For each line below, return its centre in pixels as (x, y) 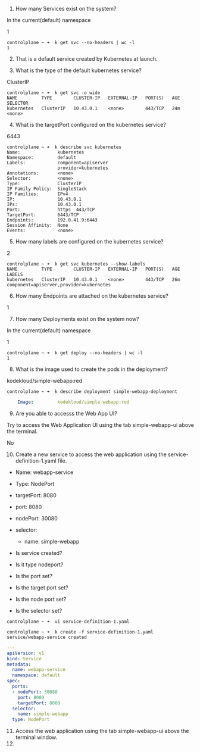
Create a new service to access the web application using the (91, 454)
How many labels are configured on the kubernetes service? (89, 241)
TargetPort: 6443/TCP (43, 215)
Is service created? (39, 553)
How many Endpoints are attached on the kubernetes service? (92, 296)
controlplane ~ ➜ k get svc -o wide (54, 93)
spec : (13, 681)
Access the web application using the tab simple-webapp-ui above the (102, 731)
